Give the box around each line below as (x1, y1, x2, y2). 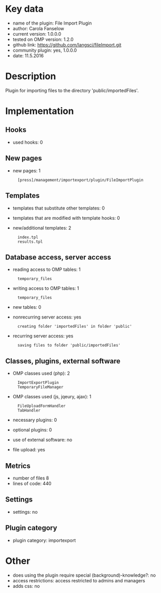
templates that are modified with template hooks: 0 (12, 215, 120, 221)
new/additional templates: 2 (12, 224, 72, 231)
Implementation (5, 105, 74, 117)
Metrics (5, 461, 31, 470)
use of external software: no (12, 437, 73, 443)
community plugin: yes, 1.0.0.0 (12, 47, 77, 53)
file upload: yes (12, 447, 45, 453)
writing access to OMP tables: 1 (12, 285, 79, 291)
